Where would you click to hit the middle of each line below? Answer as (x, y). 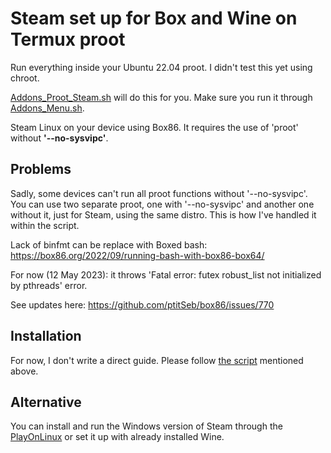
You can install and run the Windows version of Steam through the (146, 426)
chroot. (25, 78)
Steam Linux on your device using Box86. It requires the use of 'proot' (154, 127)
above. (24, 371)
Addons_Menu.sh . (47, 108)
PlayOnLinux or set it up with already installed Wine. (117, 437)
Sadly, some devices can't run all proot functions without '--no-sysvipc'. (159, 193)
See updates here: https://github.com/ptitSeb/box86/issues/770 (142, 304)
